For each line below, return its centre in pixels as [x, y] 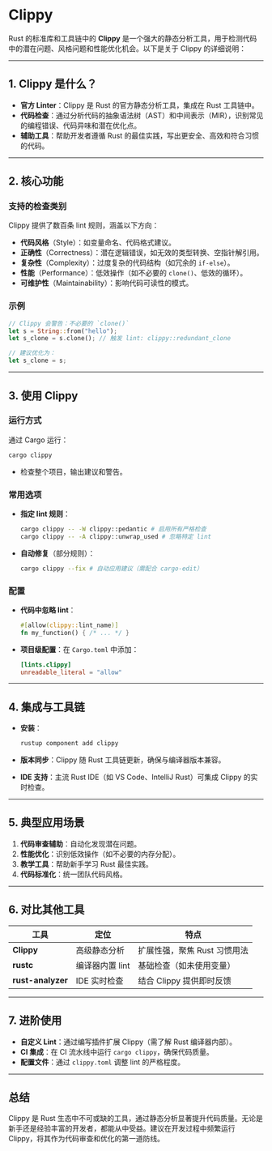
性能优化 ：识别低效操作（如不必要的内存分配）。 [100, 854]
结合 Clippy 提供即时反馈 [185, 980]
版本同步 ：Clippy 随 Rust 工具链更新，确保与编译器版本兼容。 [123, 760]
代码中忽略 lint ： [48, 610]
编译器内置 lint [103, 966]
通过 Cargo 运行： [38, 440]
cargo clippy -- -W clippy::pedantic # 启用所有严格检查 [113, 529]
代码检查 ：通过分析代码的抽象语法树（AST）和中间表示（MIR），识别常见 [142, 115]
